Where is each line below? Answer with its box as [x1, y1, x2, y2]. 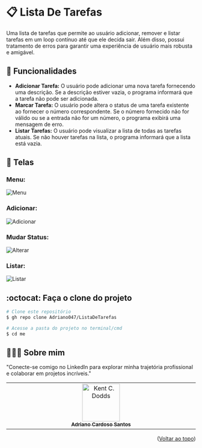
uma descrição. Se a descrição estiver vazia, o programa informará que [14, 89, 193, 96]
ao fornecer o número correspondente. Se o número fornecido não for [14, 107, 189, 115]
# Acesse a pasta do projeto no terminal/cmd [6, 325, 122, 331]
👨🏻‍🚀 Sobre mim [6, 348, 65, 358]
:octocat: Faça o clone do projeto [6, 292, 132, 303]
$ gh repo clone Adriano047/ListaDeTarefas [6, 315, 117, 321]
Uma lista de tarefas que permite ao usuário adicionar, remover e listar [6, 29, 180, 37]
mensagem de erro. [14, 121, 64, 128]
